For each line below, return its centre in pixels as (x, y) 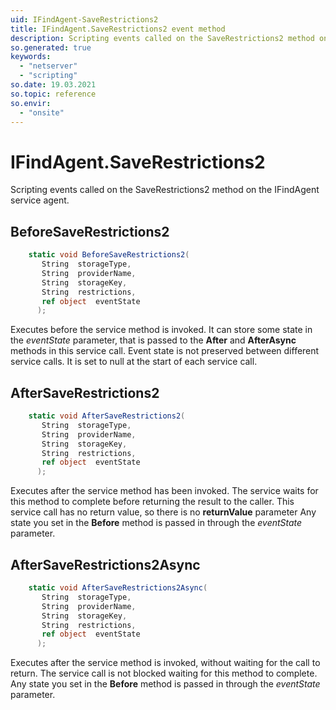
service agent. (40, 200)
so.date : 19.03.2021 (53, 85)
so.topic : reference (53, 94)
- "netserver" (48, 66)
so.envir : (31, 103)
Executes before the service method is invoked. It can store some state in (161, 330)
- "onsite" (42, 112)
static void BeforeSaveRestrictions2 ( (109, 255)
